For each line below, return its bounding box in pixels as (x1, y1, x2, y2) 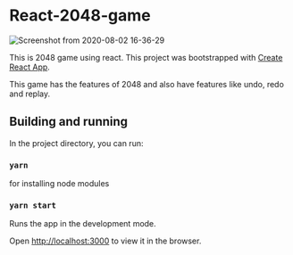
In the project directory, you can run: (9, 137, 144, 148)
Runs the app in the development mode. (9, 218, 156, 229)
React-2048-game (9, 5, 151, 26)
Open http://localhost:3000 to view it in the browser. (9, 235, 202, 246)
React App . (9, 62, 51, 72)
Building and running (9, 114, 128, 129)
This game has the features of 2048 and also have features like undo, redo (9, 78, 284, 89)
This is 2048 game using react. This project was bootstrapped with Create (9, 52, 283, 62)
